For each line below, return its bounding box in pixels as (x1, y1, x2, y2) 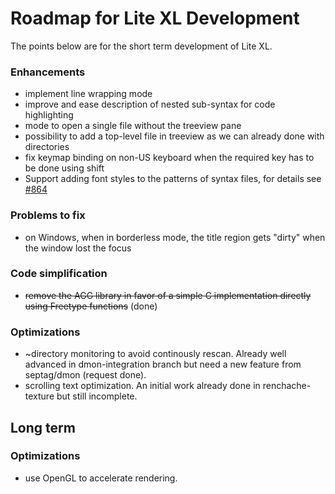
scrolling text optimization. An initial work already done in (24, 380, 261, 392)
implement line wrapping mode (24, 88, 153, 100)
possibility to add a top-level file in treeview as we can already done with (24, 130, 325, 142)
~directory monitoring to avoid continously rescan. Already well (24, 348, 287, 360)
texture (24, 390, 55, 402)
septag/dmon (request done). (24, 369, 147, 381)
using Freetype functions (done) (24, 300, 158, 312)
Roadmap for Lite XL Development (10, 7, 300, 30)
